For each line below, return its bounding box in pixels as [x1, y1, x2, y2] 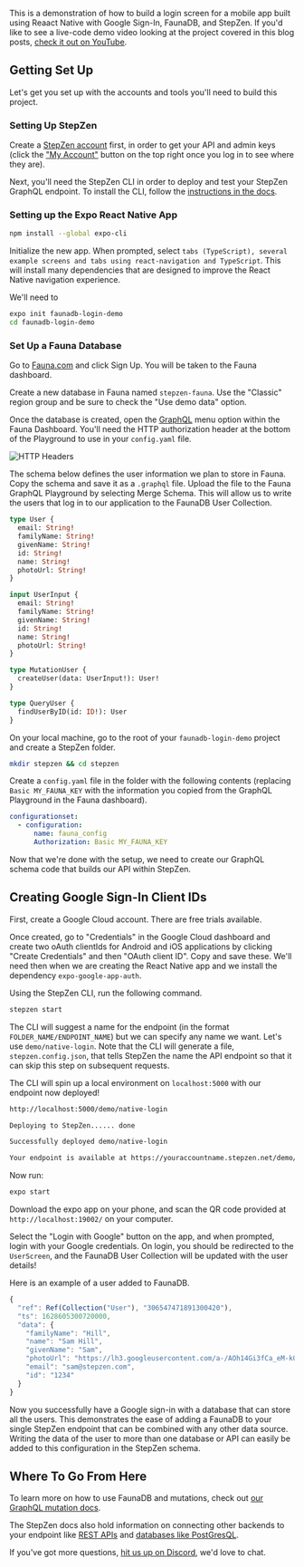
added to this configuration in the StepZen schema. [9, 1442, 201, 1453]
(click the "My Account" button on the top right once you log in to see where [9, 149, 294, 160]
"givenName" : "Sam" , [25, 1345, 103, 1355]
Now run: [9, 1170, 43, 1181]
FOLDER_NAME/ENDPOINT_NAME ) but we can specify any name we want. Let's [9, 1031, 282, 1042]
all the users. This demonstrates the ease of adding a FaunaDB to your [9, 1413, 272, 1425]
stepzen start [9, 1005, 63, 1014]
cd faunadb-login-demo [9, 318, 95, 327]
